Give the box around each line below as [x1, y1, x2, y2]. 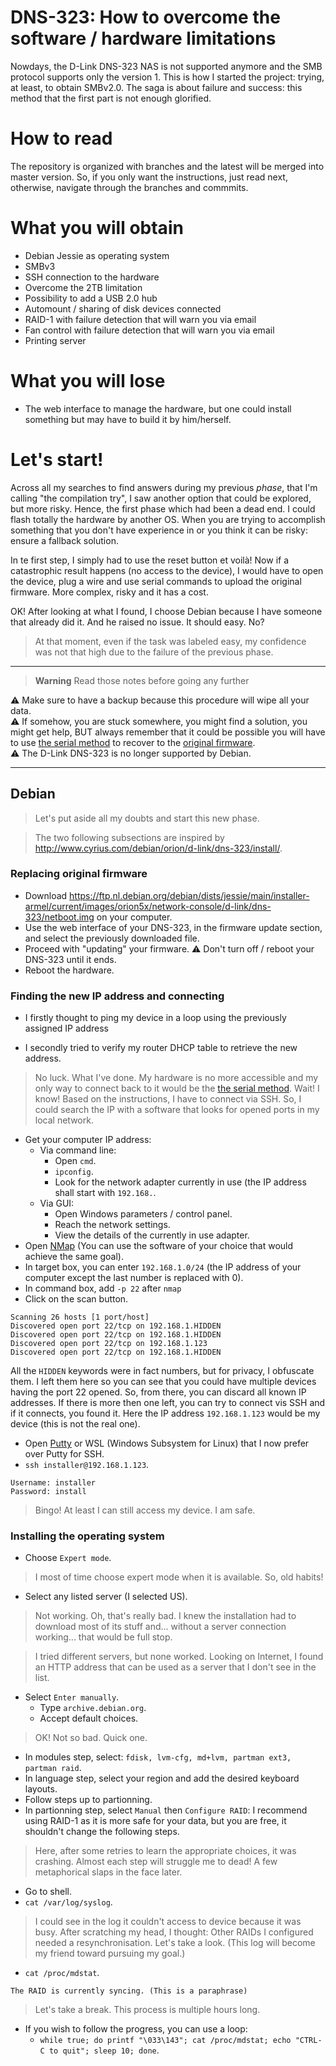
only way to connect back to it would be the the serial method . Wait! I [34, 1082, 320, 1095]
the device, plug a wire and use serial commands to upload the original [10, 575, 302, 587]
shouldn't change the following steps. [24, 1826, 180, 1838]
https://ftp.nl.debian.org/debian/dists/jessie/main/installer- [69, 889, 310, 901]
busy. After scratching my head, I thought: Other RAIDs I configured [34, 1926, 314, 1938]
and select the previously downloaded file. [24, 932, 200, 944]
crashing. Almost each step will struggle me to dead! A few [34, 1856, 278, 1868]
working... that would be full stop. [34, 1631, 173, 1643]
